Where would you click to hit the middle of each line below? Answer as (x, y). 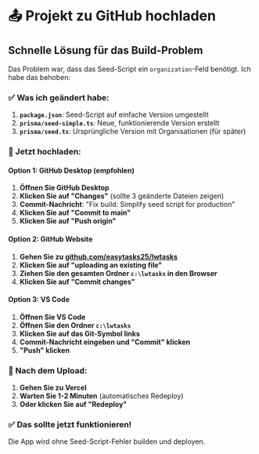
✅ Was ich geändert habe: (59, 97)
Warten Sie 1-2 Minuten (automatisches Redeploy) (101, 396)
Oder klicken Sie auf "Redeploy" (73, 405)
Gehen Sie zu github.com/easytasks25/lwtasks (99, 256)
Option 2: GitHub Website (50, 239)
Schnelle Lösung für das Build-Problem (106, 50)
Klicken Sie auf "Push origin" (68, 221)
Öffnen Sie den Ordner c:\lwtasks (75, 325)
